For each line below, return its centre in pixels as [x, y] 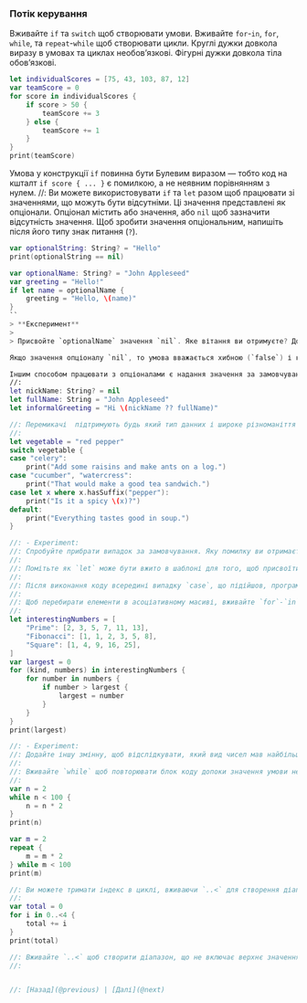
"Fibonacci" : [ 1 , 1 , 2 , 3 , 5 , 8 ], [91, 636]
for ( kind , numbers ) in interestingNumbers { [97, 670]
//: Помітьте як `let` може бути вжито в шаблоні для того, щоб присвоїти [155, 568]
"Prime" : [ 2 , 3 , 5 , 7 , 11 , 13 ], [87, 628]
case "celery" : [38, 459]
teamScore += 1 [71, 131]
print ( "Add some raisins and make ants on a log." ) [126, 467]
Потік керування [49, 14]
